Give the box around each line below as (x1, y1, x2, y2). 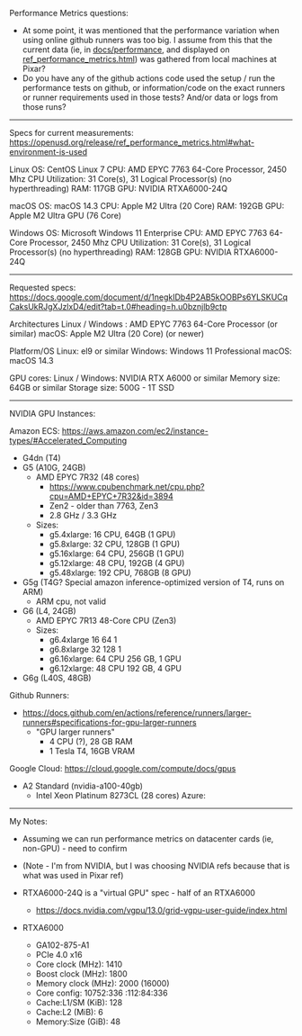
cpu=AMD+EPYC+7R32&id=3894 (49, 491, 173, 501)
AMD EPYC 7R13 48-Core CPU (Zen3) (35, 616, 177, 626)
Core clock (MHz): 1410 (35, 959, 123, 969)
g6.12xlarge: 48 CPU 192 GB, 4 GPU (49, 663, 182, 673)
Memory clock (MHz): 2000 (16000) (35, 978, 170, 988)
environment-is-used (9, 147, 88, 157)
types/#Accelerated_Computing (9, 436, 128, 446)
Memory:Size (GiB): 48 (35, 1016, 121, 1027)
